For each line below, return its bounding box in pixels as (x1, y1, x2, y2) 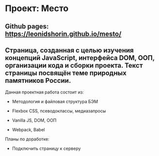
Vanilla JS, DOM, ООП (12, 117, 57, 124)
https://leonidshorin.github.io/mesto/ (5, 30, 122, 38)
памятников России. (5, 76, 71, 85)
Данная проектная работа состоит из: (5, 89, 84, 95)
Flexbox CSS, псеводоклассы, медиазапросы (12, 108, 106, 114)
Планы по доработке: (5, 136, 49, 142)
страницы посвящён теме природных (5, 69, 127, 77)
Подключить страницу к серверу (12, 146, 81, 152)
